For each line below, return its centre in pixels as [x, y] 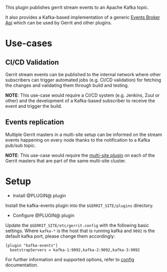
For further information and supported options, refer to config [70, 259]
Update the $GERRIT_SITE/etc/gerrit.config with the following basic [77, 225]
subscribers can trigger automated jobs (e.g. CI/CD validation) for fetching [83, 80]
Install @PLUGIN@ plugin [39, 195]
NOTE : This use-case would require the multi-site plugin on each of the [80, 155]
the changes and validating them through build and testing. [67, 85]
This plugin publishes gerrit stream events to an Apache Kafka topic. [77, 7]
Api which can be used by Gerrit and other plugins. [59, 23]
